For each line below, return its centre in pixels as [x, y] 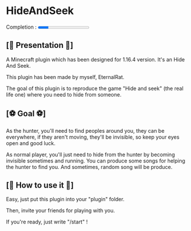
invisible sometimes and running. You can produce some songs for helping [95, 161]
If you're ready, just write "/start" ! [47, 222]
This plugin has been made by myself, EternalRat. [65, 77]
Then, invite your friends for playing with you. [61, 211]
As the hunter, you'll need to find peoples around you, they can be [85, 130]
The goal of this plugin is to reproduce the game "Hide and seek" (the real [95, 88]
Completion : [21, 27]
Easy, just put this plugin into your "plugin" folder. [65, 199]
